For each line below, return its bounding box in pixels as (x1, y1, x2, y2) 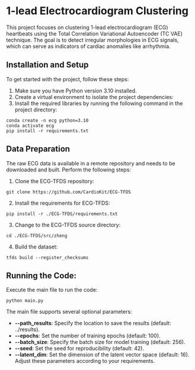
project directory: (14, 106, 57, 113)
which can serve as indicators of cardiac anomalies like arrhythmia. (6, 43, 171, 50)
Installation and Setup (6, 60, 89, 70)
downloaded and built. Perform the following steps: (6, 166, 132, 173)
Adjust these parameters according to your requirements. (14, 358, 155, 365)
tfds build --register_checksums (6, 254, 89, 260)
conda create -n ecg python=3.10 (6, 117, 89, 123)
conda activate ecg (6, 123, 55, 129)
